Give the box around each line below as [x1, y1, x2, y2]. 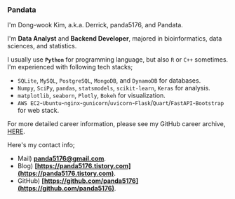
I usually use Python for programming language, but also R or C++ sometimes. [7, 55, 229, 64]
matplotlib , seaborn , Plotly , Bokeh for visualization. [17, 91, 166, 99]
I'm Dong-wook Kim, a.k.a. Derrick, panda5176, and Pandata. [7, 21, 184, 29]
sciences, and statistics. [7, 42, 77, 50]
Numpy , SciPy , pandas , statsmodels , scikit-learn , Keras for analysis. [17, 84, 210, 92]
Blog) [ [17, 162, 37, 170]
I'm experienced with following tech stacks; [7, 63, 133, 71]
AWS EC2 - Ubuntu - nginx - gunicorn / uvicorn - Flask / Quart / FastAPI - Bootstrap [17, 99, 224, 107]
